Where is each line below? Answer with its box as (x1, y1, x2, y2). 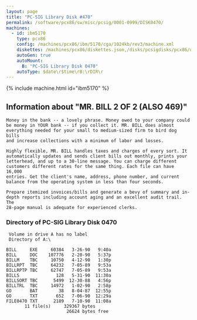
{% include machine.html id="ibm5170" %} (6, 85, 110, 92)
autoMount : (16, 58, 43, 63)
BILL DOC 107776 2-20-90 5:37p (6, 252, 111, 258)
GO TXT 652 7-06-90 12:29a (6, 293, 111, 299)
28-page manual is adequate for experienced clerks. (6, 205, 138, 211)
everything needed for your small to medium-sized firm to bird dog (6, 127, 177, 134)
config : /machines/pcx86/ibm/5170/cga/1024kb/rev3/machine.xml (16, 42, 175, 48)
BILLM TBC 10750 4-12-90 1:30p (6, 257, 111, 263)
